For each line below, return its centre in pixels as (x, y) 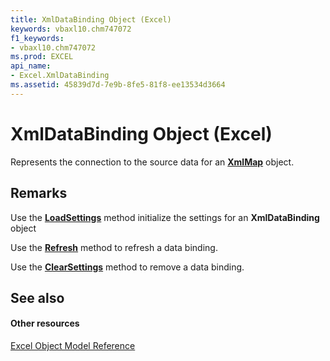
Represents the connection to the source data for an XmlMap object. (152, 162)
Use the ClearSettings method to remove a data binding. (127, 267)
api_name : (31, 66)
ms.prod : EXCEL (42, 57)
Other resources (45, 323)
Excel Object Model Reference (73, 346)
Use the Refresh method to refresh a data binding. (114, 247)
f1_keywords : (37, 38)
